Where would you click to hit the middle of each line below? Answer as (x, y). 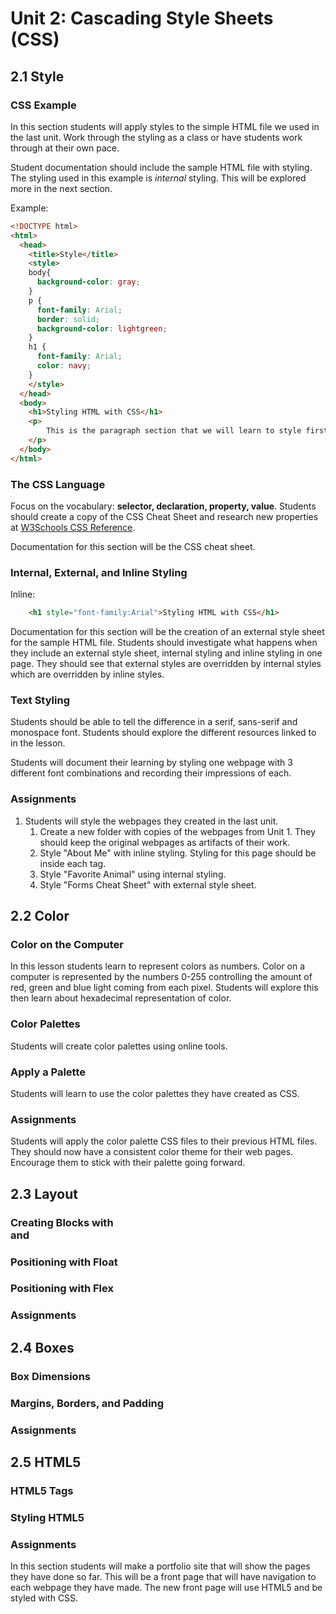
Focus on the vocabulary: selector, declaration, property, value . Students (163, 506)
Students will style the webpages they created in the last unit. (151, 821)
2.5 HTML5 (46, 1462)
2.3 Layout (44, 1193)
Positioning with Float (64, 1262)
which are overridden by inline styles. (87, 674)
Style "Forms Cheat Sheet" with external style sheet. (148, 884)
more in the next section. (61, 188)
